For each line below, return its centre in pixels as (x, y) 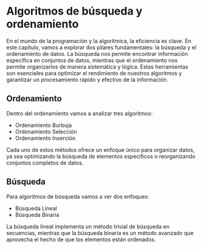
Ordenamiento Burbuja (43, 125)
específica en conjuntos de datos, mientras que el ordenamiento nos (92, 60)
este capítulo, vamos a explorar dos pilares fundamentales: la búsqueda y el (101, 47)
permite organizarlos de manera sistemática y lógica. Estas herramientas (97, 67)
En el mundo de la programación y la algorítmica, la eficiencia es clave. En (99, 41)
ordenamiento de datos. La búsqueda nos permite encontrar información (97, 53)
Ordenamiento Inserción (45, 138)
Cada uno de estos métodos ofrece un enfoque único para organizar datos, (101, 149)
